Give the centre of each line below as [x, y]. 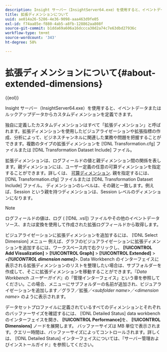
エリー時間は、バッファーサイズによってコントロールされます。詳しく [89, 332]
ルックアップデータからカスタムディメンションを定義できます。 [70, 114]
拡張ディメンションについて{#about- [80, 73]
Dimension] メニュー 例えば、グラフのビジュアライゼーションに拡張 [75, 241]
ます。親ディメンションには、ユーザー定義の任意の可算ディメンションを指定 [83, 167]
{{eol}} [12, 97]
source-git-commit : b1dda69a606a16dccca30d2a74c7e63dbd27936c [71, 28]
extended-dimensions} [54, 84]
